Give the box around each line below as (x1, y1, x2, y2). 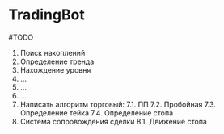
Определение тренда (19, 57, 95, 66)
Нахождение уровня (19, 65, 91, 74)
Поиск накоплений (19, 48, 86, 57)
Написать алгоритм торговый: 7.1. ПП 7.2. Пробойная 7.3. (19, 99, 217, 109)
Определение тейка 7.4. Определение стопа (19, 107, 174, 118)
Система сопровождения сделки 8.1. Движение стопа (19, 116, 208, 126)
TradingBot (8, 6, 85, 24)
